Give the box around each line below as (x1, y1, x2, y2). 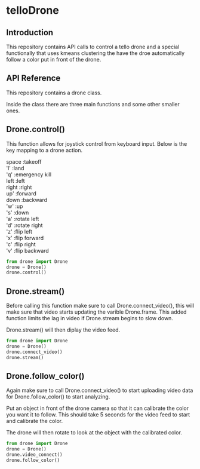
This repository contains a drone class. (6, 89, 102, 96)
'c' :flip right (6, 240, 36, 248)
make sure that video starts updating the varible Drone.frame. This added (6, 308, 187, 315)
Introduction (6, 27, 54, 38)
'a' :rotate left (6, 215, 39, 222)
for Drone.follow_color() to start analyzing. (6, 393, 110, 400)
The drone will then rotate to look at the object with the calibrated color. (6, 429, 182, 436)
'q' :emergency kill (6, 171, 52, 178)
